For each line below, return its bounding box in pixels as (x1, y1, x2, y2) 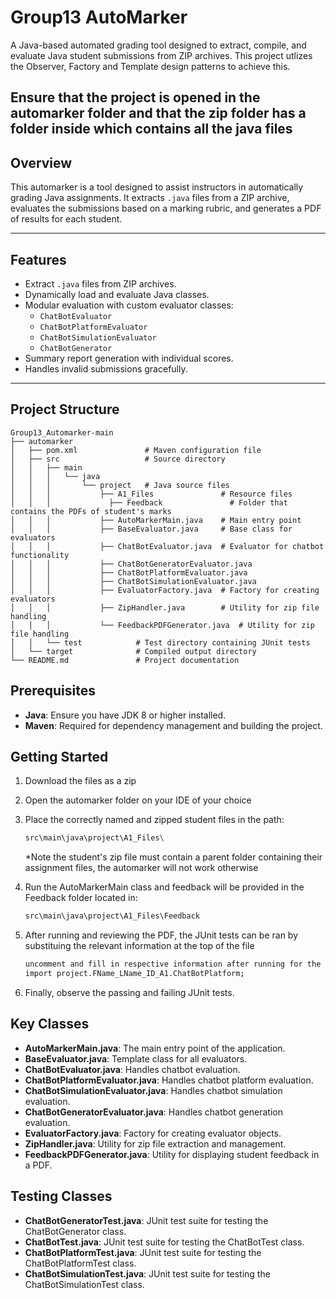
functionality (10, 550, 70, 560)
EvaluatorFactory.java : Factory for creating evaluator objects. (24, 1127, 282, 1139)
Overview (10, 154, 73, 171)
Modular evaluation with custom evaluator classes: (24, 299, 234, 311)
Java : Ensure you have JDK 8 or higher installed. (24, 709, 227, 721)
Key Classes (10, 1016, 90, 1033)
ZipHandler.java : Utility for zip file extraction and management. (24, 1137, 287, 1150)
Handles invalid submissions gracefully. (24, 362, 188, 375)
